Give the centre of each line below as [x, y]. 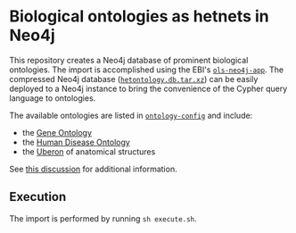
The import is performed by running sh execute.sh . [103, 218]
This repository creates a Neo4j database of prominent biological [129, 60]
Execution [38, 197]
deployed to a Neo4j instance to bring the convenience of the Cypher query [148, 88]
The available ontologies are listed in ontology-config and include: [131, 115]
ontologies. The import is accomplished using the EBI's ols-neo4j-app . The [146, 70]
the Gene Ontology [57, 132]
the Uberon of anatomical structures [89, 151]
